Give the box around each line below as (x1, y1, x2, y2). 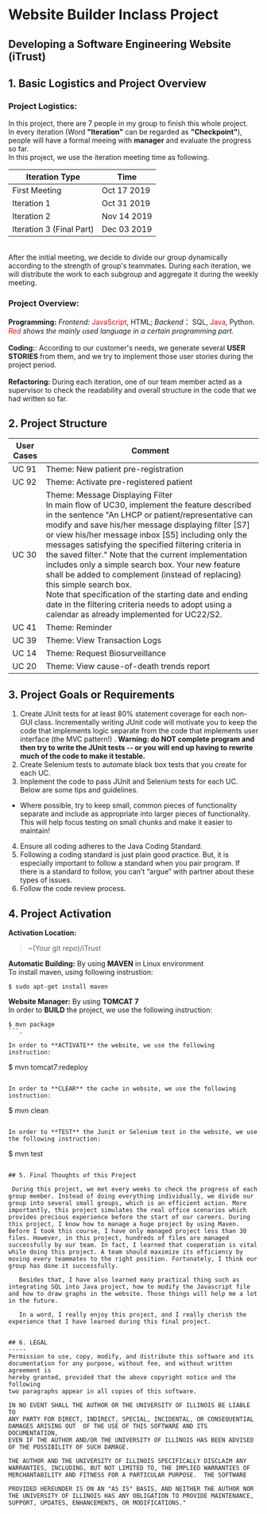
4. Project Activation (8, 906, 112, 921)
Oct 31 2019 (102, 198, 151, 209)
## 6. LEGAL (8, 1339, 48, 1347)
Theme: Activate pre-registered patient (45, 476, 193, 487)
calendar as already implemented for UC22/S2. (45, 609, 222, 620)
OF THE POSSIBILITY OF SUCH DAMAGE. (8, 1443, 130, 1451)
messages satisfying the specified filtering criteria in (45, 539, 242, 550)
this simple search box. (45, 579, 133, 590)
